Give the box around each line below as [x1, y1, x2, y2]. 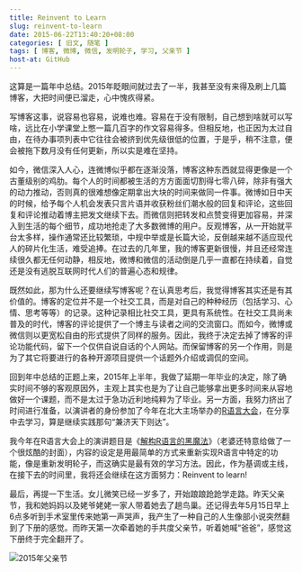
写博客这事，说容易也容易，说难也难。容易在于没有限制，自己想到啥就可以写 [9, 112, 293, 122]
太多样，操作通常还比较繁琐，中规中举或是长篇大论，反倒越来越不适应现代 [16, 232, 293, 242]
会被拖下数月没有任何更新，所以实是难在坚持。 [9, 145, 182, 156]
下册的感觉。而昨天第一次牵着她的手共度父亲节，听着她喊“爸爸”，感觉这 [24, 522, 292, 532]
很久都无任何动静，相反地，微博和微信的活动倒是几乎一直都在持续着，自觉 [16, 254, 293, 265]
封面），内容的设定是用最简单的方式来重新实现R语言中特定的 [48, 447, 271, 458]
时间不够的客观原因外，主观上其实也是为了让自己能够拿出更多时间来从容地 [16, 383, 293, 393]
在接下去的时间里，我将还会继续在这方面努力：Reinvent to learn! [9, 469, 248, 480]
